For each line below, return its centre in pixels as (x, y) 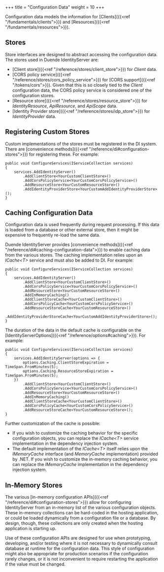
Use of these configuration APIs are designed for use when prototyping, (78, 538)
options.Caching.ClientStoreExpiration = (66, 363)
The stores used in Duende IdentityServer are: (52, 60)
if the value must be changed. (35, 564)
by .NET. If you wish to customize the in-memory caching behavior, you (85, 459)
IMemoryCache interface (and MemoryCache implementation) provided (85, 454)
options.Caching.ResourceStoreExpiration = (68, 371)
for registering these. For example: (64, 154)
